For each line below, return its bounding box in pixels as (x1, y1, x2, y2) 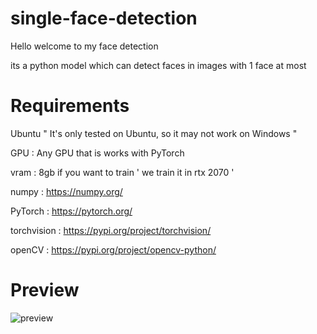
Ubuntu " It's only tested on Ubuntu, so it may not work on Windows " (10, 127, 298, 139)
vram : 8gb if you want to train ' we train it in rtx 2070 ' (10, 166, 235, 178)
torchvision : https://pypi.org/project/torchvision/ (10, 224, 212, 236)
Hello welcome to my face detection (10, 40, 159, 52)
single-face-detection (10, 7, 198, 30)
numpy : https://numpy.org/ (10, 185, 123, 197)
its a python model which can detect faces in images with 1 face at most (10, 59, 307, 71)
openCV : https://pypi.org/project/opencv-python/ (10, 243, 217, 256)
